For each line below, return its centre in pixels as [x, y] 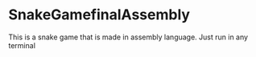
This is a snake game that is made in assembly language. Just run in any [128, 37]
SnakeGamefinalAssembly [99, 15]
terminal [22, 45]
